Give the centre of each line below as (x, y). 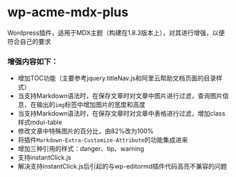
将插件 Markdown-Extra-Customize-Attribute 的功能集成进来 (103, 140)
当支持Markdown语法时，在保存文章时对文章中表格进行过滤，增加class (121, 114)
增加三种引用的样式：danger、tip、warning (81, 149)
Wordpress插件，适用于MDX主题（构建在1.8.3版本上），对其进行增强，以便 (116, 32)
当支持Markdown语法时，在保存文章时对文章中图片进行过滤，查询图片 (120, 96)
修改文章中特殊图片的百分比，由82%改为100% (85, 131)
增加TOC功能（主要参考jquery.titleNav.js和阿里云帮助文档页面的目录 (117, 78)
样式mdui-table (40, 122)
